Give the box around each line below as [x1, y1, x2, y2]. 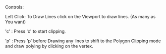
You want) [5, 19, 26, 25]
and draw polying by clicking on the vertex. [5, 43, 93, 49]
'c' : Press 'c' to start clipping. [5, 28, 66, 34]
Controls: [5, 4, 24, 10]
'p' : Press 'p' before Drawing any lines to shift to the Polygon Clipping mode [5, 38, 161, 44]
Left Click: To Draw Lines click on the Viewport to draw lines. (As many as [5, 14, 156, 19]
